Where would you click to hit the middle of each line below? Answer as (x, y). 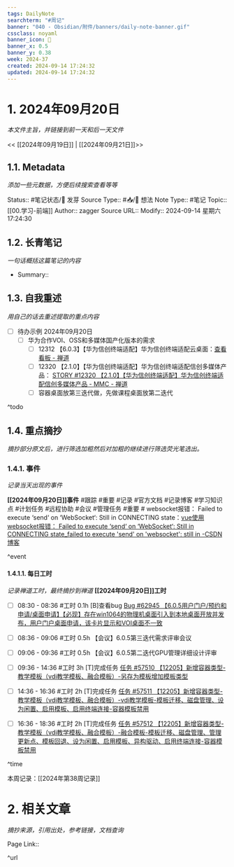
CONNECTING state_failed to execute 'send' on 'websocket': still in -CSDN (115, 534)
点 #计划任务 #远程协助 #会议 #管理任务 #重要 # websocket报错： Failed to (115, 509)
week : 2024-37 (28, 60)
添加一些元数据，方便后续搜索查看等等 (62, 185)
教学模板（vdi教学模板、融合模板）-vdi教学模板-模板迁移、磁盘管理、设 (120, 700)
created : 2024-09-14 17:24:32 (51, 66)
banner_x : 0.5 (28, 46)
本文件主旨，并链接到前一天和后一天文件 (65, 130)
